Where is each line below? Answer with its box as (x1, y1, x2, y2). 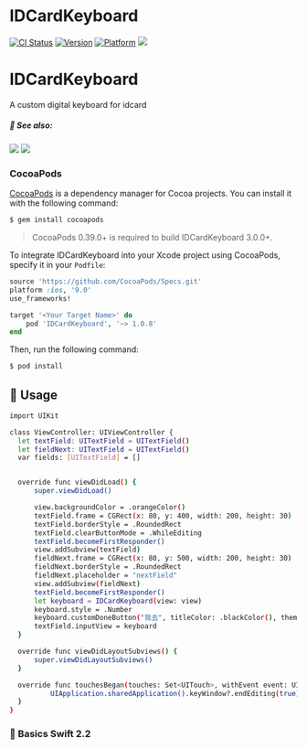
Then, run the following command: (9, 344, 139, 355)
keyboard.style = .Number (33, 605, 132, 614)
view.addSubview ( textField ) (33, 545, 142, 554)
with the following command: (9, 198, 119, 209)
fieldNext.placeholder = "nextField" (33, 571, 178, 581)
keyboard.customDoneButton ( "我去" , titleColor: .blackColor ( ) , (33, 614, 277, 623)
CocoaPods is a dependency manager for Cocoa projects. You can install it (9, 188, 292, 199)
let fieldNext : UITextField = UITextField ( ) (17, 444, 190, 454)
